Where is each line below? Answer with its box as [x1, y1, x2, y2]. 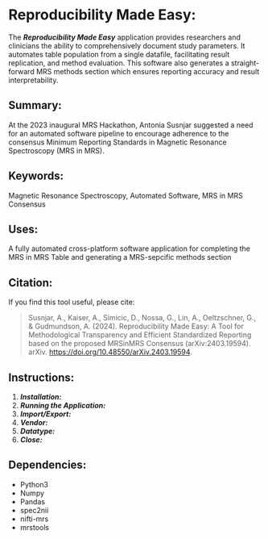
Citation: [8, 276, 53, 290]
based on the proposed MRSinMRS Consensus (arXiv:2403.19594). [27, 339, 251, 349]
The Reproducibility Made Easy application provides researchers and [8, 32, 241, 42]
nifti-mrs [19, 514, 49, 524]
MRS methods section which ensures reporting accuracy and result [35, 66, 260, 76]
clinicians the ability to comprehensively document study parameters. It [8, 40, 245, 50]
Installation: [19, 392, 62, 401]
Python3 [19, 479, 48, 489]
